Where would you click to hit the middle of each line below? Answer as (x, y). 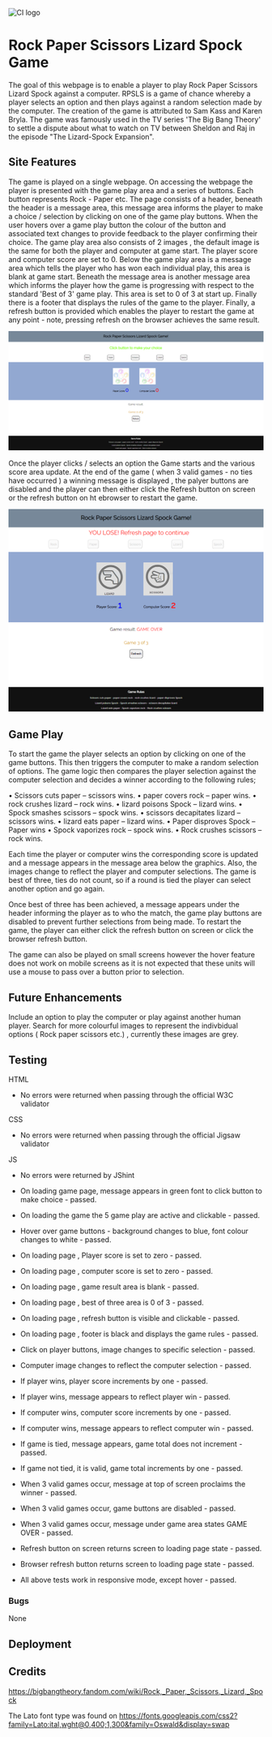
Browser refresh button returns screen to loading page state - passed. (137, 1564)
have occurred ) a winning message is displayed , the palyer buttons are (129, 480)
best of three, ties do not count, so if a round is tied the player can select (130, 880)
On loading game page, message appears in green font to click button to (141, 1191)
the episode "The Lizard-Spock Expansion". (81, 136)
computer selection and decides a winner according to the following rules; (132, 780)
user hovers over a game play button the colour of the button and (117, 225)
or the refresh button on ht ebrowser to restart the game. (103, 497)
